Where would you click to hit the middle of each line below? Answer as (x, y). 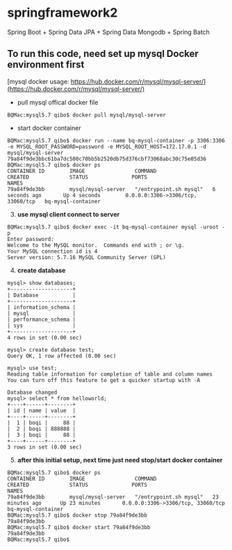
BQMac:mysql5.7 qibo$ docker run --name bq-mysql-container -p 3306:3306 (116, 140)
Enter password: (31, 239)
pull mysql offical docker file (58, 102)
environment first (46, 65)
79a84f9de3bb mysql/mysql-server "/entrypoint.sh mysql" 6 (111, 189)
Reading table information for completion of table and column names (110, 374)
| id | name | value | (42, 410)
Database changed (32, 392)
